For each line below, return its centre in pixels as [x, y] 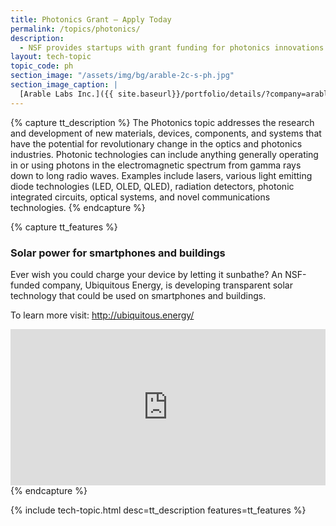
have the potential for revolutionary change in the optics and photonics [156, 143]
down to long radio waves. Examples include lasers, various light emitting [161, 175]
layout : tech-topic [51, 57]
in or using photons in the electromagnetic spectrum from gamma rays [156, 165]
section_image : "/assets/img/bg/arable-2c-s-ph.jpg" [122, 76]
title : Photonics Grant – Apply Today [91, 19]
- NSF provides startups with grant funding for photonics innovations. [174, 47]
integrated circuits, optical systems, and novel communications [140, 197]
